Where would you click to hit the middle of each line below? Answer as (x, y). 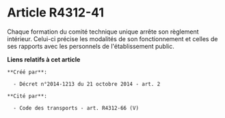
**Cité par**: (27, 96)
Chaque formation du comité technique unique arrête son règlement (103, 32)
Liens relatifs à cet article (44, 59)
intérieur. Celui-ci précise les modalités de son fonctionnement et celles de (112, 38)
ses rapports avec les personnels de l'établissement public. (91, 46)
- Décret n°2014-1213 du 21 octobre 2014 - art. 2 (87, 84)
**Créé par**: (27, 72)
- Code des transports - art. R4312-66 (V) (76, 108)
